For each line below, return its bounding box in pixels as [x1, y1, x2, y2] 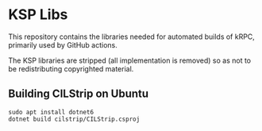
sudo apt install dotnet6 [8, 108, 94, 116]
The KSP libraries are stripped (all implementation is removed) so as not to [8, 56, 252, 65]
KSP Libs [8, 6, 68, 24]
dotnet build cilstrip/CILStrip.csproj [8, 115, 141, 123]
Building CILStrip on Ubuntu [8, 87, 149, 101]
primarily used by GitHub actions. [8, 40, 118, 49]
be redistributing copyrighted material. [8, 64, 134, 73]
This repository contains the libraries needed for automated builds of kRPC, [8, 32, 256, 41]
